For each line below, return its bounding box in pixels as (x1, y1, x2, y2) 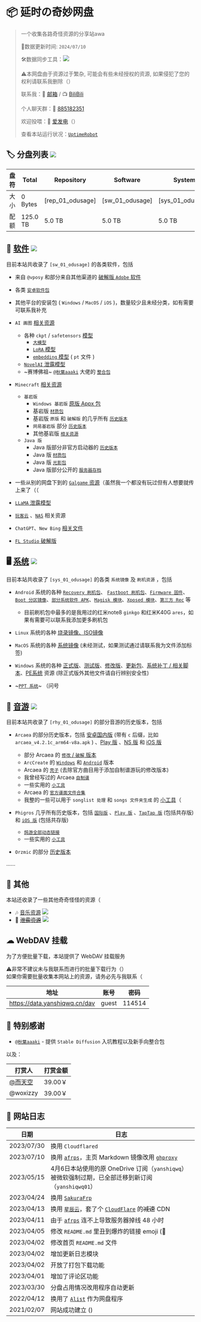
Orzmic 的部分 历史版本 (14, 848, 71, 856)
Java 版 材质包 (32, 451, 67, 458)
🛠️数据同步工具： (20, 55, 63, 63)
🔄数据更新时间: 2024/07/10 (20, 43, 86, 50)
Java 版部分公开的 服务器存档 (32, 466, 102, 473)
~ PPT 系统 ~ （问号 (14, 682, 59, 689)
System (173, 175, 196, 184)
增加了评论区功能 (50, 1272, 99, 1281)
